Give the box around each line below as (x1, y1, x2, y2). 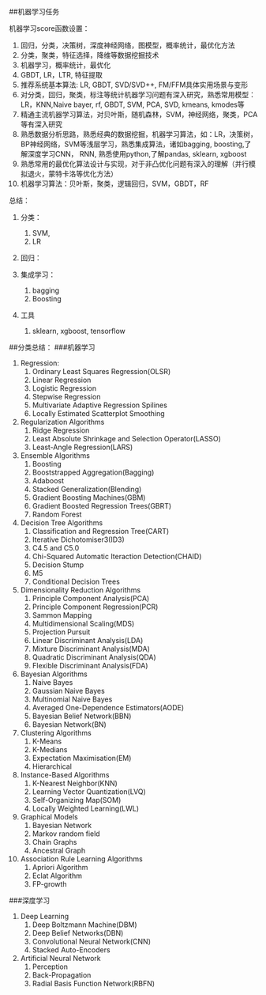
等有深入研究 (20, 119, 62, 129)
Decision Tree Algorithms (20, 518, 103, 528)
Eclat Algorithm (32, 871, 82, 880)
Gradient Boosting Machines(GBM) (32, 493, 146, 502)
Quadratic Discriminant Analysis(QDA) (32, 653, 156, 662)
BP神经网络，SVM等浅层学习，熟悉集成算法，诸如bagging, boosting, (20, 139, 245, 149)
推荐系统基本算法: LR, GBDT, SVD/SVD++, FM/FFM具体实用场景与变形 (20, 80, 249, 89)
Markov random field (32, 829, 101, 838)
